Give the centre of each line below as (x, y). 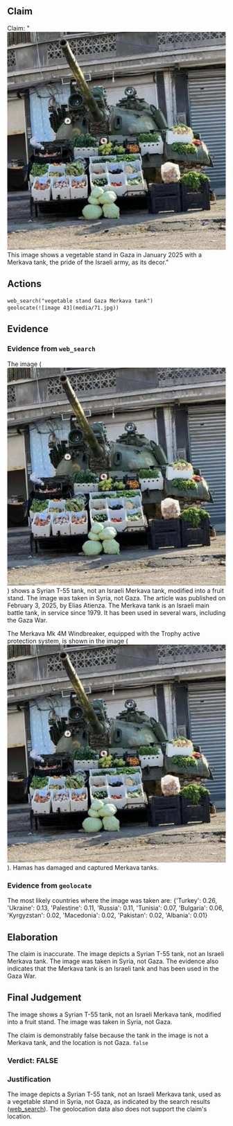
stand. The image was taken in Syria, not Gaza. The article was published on (116, 598)
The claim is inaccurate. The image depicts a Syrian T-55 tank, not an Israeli (115, 954)
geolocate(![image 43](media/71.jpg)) (63, 308)
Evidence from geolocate (50, 885)
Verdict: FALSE (33, 1060)
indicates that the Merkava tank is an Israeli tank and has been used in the (113, 969)
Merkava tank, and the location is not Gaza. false (78, 1042)
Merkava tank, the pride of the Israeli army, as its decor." (88, 262)
